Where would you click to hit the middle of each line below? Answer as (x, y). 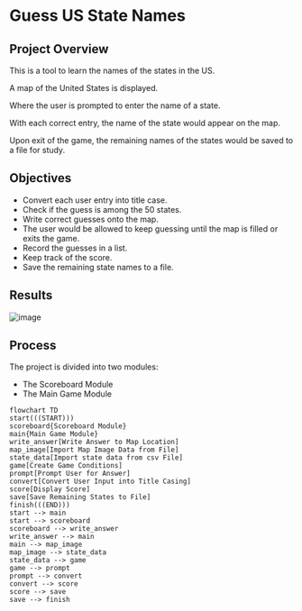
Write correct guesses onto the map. (91, 219)
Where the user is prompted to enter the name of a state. (115, 105)
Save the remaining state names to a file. (98, 267)
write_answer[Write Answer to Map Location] (94, 442)
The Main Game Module (67, 394)
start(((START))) (42, 419)
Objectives (41, 178)
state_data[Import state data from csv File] (96, 458)
